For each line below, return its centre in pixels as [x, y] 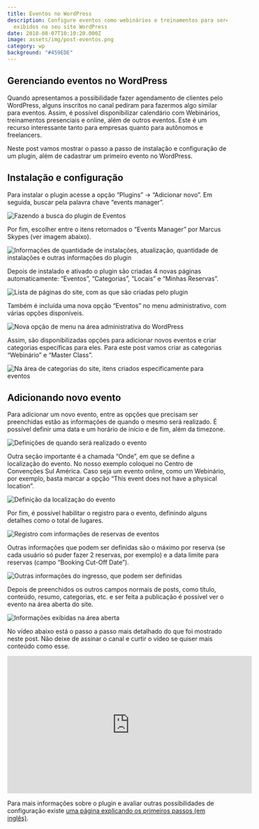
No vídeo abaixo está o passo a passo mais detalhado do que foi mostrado [114, 631]
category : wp [26, 46]
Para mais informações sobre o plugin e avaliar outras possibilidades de [111, 803]
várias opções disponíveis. [46, 313]
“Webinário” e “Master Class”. [50, 355]
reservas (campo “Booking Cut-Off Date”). [68, 562]
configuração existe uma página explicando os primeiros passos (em [106, 811]
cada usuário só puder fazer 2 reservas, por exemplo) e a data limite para [113, 555]
